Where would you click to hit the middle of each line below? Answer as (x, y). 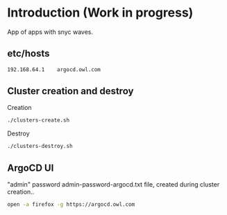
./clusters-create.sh (39, 120)
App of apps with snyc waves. (50, 32)
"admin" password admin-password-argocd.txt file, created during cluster (113, 184)
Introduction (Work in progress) (100, 13)
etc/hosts (28, 54)
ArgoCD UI (31, 168)
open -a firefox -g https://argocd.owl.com (71, 205)
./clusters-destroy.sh (40, 147)
